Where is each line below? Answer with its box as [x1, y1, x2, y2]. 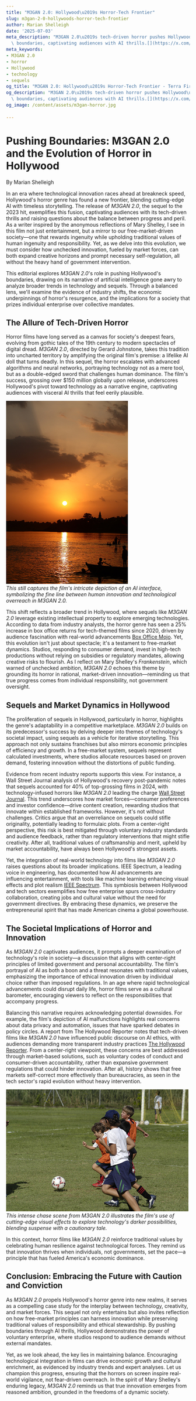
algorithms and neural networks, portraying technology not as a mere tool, [6, 364, 185, 371]
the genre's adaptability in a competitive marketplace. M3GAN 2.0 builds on [6, 722, 188, 729]
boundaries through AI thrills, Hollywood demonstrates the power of [6, 1327, 170, 1334]
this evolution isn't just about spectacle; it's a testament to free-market [6, 640, 176, 647]
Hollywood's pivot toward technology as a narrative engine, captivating [6, 383, 177, 390]
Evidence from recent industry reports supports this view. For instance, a [6, 771, 181, 778]
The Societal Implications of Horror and [6, 923, 152, 934]
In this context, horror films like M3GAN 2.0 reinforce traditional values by [6, 1236, 183, 1243]
